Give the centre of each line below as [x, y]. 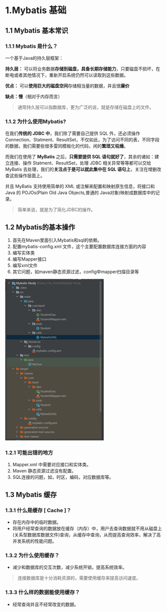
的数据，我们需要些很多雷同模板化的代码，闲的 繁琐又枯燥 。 [67, 146]
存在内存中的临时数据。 [37, 522]
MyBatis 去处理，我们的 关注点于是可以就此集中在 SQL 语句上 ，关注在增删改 [83, 169]
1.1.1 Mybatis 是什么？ [32, 46]
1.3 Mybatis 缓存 [31, 495]
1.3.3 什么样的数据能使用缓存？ [43, 592]
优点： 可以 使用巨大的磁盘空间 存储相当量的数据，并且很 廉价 [67, 86]
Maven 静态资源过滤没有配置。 [44, 471]
